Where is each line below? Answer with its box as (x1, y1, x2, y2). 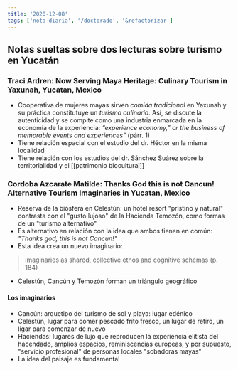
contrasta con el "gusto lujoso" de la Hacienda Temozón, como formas (17, 211, 225, 221)
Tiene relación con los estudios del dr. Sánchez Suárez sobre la (17, 154, 204, 162)
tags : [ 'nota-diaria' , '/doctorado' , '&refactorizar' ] (7, 17, 173, 24)
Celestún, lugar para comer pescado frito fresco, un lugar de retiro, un (17, 317, 224, 325)
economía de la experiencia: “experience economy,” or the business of (17, 124, 225, 132)
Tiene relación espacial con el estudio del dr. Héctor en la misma (17, 139, 207, 147)
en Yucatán (7, 54, 59, 66)
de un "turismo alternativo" (17, 219, 97, 228)
